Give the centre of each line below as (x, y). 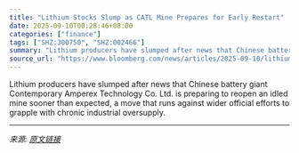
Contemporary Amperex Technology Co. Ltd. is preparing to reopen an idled (149, 93)
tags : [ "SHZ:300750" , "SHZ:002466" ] (77, 42)
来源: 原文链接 (35, 139)
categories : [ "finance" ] (55, 34)
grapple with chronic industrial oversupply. (88, 113)
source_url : (31, 59)
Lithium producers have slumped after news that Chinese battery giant (138, 84)
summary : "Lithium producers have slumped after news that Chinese (137, 51)
